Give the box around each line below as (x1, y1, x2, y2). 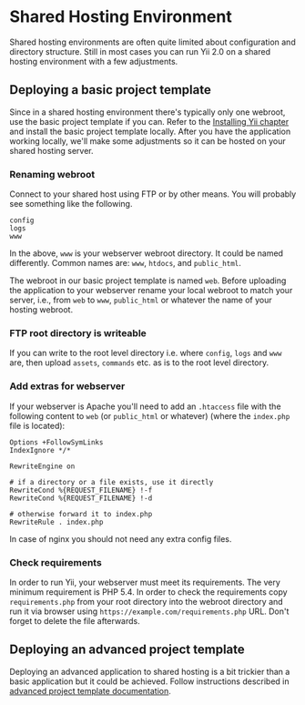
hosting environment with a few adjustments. (9, 56, 178, 66)
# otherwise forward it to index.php (9, 509, 153, 518)
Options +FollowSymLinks (9, 437, 104, 447)
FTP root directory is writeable (9, 326, 147, 339)
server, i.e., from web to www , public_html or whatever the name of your (9, 294, 272, 306)
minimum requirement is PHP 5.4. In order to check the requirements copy (9, 586, 289, 598)
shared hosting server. (9, 145, 94, 156)
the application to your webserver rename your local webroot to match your (9, 285, 293, 296)
